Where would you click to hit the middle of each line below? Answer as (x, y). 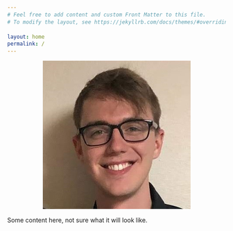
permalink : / (26, 44)
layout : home (26, 37)
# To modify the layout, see (49, 22)
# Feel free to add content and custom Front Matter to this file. (107, 15)
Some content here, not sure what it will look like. (77, 220)
